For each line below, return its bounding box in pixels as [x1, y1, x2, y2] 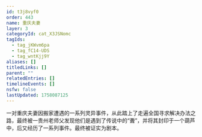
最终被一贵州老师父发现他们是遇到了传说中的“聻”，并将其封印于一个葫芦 [16, 117, 195, 124]
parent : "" [6, 70, 34, 76]
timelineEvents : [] [6, 81, 55, 87]
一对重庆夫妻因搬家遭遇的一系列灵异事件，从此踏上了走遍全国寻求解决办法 [6, 109, 191, 117]
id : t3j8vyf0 [6, 8, 39, 15]
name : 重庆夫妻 [6, 20, 41, 26]
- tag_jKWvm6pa [11, 42, 50, 48]
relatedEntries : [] [6, 75, 55, 81]
